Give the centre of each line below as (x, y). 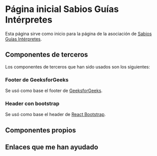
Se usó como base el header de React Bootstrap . (56, 114)
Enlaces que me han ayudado (52, 147)
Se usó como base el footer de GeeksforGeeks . (54, 90)
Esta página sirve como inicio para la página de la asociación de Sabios (78, 33)
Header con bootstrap (32, 103)
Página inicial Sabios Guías (62, 9)
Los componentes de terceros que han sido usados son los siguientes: (78, 66)
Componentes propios (41, 130)
